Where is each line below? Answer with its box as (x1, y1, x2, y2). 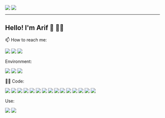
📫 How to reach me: (5, 37, 47, 42)
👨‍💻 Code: (5, 78, 25, 84)
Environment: (5, 58, 32, 64)
